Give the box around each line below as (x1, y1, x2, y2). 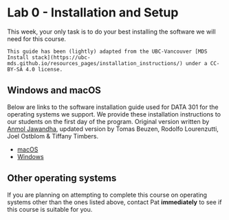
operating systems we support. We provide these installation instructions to (7, 110, 221, 118)
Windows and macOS (7, 84, 102, 97)
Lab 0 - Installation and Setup (7, 5, 179, 21)
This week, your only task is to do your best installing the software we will (7, 27, 216, 36)
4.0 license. (25, 66, 63, 73)
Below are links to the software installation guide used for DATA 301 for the (7, 103, 219, 111)
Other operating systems (7, 173, 117, 184)
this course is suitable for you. (7, 205, 93, 213)
